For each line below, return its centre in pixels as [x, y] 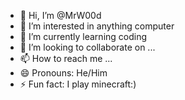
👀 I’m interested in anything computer [97, 26]
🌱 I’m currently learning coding [83, 36]
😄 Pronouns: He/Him [63, 73]
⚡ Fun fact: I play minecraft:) [78, 84]
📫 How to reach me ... [66, 58]
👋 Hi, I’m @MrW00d [60, 15]
